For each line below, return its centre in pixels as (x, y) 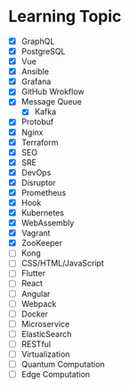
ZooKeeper (42, 243)
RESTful (36, 344)
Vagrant (36, 233)
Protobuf (37, 122)
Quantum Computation (63, 364)
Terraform (40, 142)
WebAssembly (48, 223)
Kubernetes (42, 213)
